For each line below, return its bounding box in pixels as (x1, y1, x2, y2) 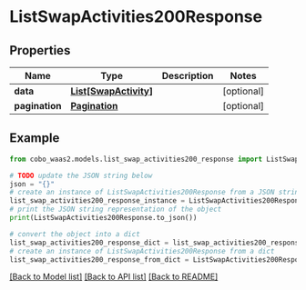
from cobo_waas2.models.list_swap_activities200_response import (9, 155, 262, 164)
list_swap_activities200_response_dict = (9, 238, 169, 247)
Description (161, 70, 214, 82)
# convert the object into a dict (9, 229, 141, 238)
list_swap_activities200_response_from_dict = (9, 255, 189, 265)
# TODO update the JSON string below (9, 171, 153, 180)
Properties (9, 43, 71, 58)
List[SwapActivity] (70, 85, 153, 97)
